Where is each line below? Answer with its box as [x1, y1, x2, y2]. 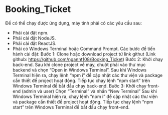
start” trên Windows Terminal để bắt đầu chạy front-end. [12, 104, 130, 110]
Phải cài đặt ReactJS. [12, 40, 57, 46]
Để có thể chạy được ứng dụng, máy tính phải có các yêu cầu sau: [5, 20, 142, 26]
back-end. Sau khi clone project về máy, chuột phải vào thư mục [12, 61, 146, 67]
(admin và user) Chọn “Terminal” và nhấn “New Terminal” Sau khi [22, 88, 157, 94]
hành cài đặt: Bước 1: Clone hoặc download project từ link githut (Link [12, 51, 156, 57]
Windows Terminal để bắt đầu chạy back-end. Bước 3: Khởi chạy [12, 82, 147, 88]
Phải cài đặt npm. [12, 29, 49, 35]
